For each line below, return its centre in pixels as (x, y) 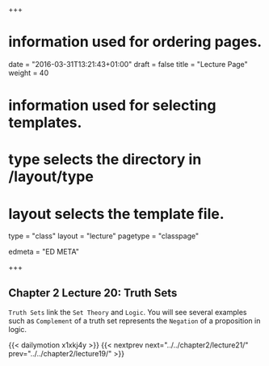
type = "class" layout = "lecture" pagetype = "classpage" (104, 236)
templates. (45, 123)
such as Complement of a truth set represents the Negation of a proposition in (134, 321)
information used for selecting (112, 105)
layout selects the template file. (116, 214)
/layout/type (51, 177)
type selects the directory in (105, 160)
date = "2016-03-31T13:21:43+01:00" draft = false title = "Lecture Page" (128, 64)
